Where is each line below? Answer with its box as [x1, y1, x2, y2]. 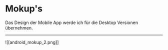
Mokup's [5, 3, 42, 14]
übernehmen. [5, 24, 33, 30]
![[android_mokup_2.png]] [5, 39, 59, 45]
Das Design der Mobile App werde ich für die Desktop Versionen [5, 19, 138, 25]
